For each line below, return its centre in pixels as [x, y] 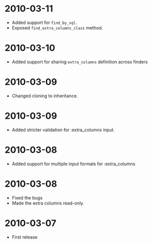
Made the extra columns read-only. [48, 203]
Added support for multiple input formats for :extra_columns [74, 164]
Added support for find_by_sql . [44, 22]
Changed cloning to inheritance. [45, 96]
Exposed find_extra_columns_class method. [57, 27]
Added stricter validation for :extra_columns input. [63, 130]
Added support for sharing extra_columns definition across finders [80, 62]
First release [25, 237]
